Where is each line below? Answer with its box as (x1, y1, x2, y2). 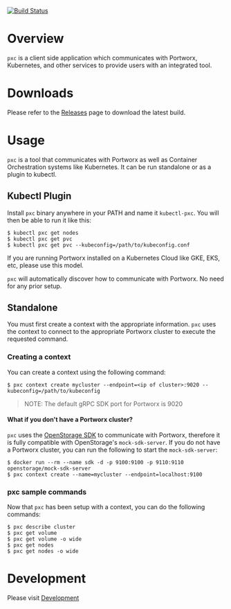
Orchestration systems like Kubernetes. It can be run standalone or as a (7, 163, 212, 171)
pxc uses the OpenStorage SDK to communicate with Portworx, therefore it (7, 430, 220, 439)
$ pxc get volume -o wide (7, 536, 82, 543)
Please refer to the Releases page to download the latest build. (7, 108, 186, 116)
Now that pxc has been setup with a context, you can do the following (7, 503, 205, 511)
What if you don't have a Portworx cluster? (7, 416, 133, 424)
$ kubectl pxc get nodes (7, 229, 79, 236)
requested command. (7, 335, 68, 343)
